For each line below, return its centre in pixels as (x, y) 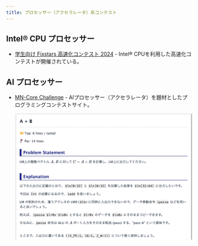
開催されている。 (61, 62)
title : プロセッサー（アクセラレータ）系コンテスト (61, 12)
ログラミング (30, 105)
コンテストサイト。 (69, 105)
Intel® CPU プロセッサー (51, 39)
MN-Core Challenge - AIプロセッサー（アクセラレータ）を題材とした (98, 97)
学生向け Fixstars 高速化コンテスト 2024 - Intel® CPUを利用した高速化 (100, 54)
